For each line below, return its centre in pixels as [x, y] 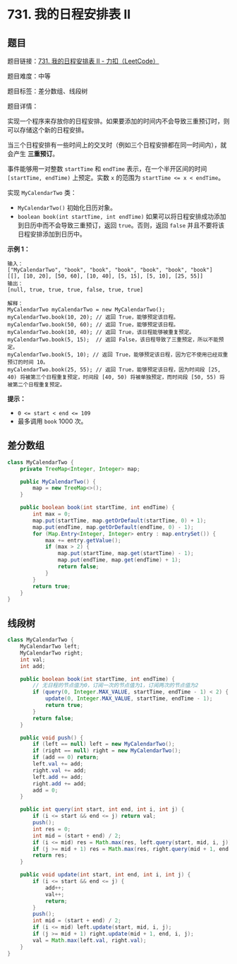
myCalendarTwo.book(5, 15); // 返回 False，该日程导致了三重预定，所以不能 [113, 340]
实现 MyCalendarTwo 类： [42, 192]
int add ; [33, 666]
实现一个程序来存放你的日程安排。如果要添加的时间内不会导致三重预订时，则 [119, 121]
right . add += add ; [60, 784]
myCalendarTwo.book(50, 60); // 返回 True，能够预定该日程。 [93, 325]
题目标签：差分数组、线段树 [48, 91]
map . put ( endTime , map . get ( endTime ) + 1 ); [119, 560]
